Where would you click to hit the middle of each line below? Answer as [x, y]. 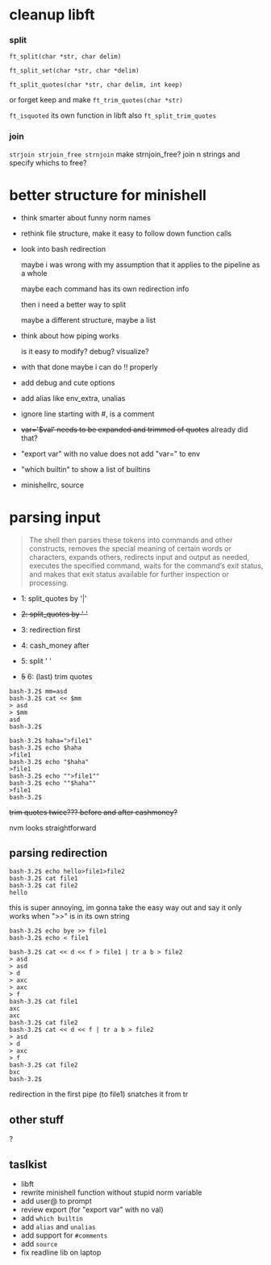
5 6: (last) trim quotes [56, 676]
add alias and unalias [58, 1227]
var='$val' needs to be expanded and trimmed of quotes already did [134, 429]
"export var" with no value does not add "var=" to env [110, 453]
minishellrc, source [52, 485]
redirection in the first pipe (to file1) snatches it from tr [99, 1094]
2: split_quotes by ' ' [54, 614]
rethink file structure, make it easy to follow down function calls [126, 233]
